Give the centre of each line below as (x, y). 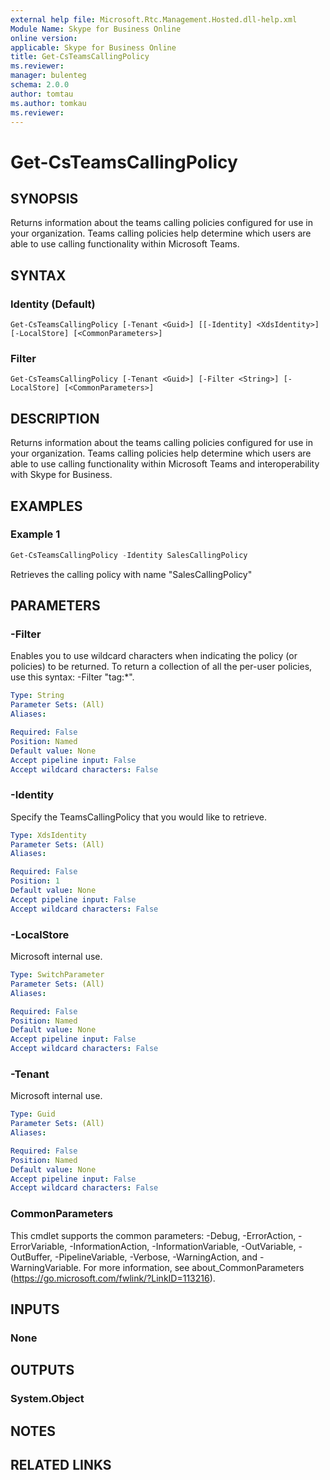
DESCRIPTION (55, 418)
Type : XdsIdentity (48, 835)
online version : (44, 38)
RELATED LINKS (61, 1465)
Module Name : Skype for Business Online (96, 29)
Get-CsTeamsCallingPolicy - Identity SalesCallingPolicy (129, 555)
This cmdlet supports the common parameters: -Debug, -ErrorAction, (153, 1235)
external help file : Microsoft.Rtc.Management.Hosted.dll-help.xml (154, 19)
